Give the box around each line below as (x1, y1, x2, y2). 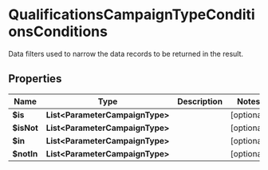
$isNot (12, 122, 38, 133)
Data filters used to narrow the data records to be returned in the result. (8, 49, 244, 58)
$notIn (12, 148, 38, 159)
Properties (8, 72, 62, 85)
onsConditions (8, 22, 108, 41)
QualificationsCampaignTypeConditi (8, 6, 255, 24)
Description (176, 96, 223, 107)
